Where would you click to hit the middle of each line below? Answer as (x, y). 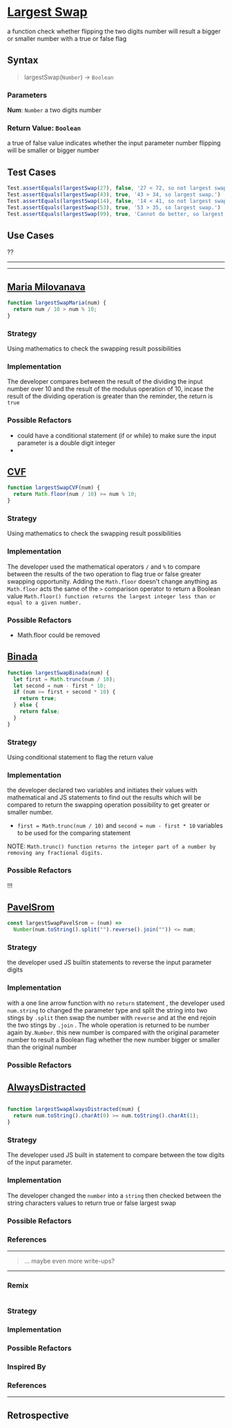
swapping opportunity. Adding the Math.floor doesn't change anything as (112, 581)
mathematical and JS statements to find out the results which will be (104, 798)
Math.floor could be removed (58, 635)
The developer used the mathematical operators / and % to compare (104, 566)
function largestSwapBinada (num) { (58, 672)
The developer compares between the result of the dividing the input (105, 382)
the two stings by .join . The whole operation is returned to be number (108, 1025)
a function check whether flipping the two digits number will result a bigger (114, 31)
